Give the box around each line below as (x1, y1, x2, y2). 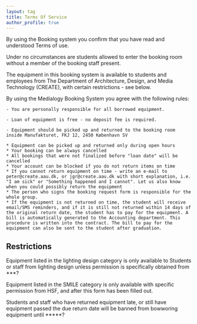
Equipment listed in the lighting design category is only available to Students (6, 257, 192, 264)
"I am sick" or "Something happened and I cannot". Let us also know (6, 179, 181, 185)
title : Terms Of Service (6, 14, 67, 20)
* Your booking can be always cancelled (6, 148, 107, 154)
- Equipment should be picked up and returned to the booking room (6, 127, 176, 133)
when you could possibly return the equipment (6, 184, 123, 190)
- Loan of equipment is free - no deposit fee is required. (6, 117, 157, 123)
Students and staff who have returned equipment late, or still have (6, 299, 167, 306)
